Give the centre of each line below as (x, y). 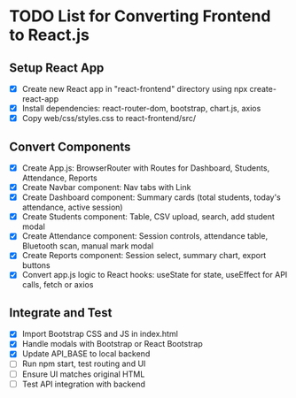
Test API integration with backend (84, 384)
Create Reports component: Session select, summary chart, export (144, 256)
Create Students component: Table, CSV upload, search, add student (148, 217)
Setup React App (57, 68)
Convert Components (70, 146)
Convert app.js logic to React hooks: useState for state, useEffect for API (155, 275)
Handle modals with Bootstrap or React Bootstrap (112, 344)
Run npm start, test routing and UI (84, 364)
